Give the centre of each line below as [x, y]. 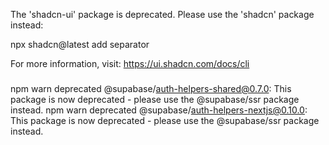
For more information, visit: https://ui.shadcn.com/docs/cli [130, 63]
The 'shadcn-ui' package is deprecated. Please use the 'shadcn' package [162, 14]
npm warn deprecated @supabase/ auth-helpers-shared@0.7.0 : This [151, 88]
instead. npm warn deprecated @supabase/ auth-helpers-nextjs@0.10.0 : [159, 110]
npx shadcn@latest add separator [80, 44]
